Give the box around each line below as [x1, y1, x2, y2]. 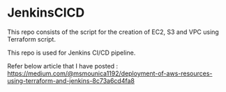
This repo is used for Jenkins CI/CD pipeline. [7, 48, 136, 57]
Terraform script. [7, 35, 56, 43]
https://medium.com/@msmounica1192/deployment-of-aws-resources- [7, 69, 213, 77]
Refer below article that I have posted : [7, 62, 119, 70]
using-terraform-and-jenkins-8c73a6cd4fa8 [7, 76, 135, 84]
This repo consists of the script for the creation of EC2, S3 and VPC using [7, 28, 220, 36]
